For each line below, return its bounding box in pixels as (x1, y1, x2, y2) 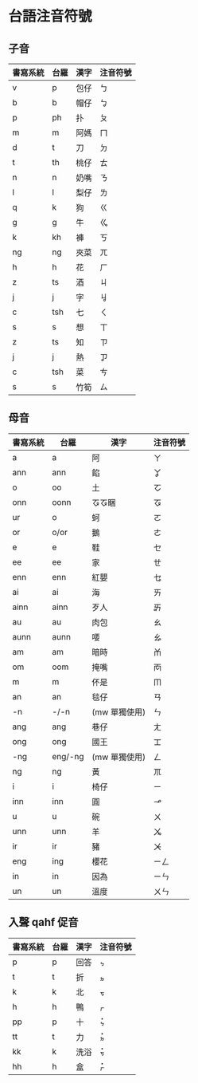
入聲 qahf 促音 (8, 916, 79, 929)
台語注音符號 (8, 7, 93, 26)
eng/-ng (52, 750, 85, 762)
